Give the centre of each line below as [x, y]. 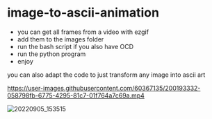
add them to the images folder [60, 39]
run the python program [51, 54]
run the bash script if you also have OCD [75, 46]
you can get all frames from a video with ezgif [83, 32]
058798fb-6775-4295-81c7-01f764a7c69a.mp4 [76, 95]
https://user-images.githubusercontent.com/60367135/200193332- [104, 88]
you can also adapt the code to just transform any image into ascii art [106, 75]
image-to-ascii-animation [83, 13]
